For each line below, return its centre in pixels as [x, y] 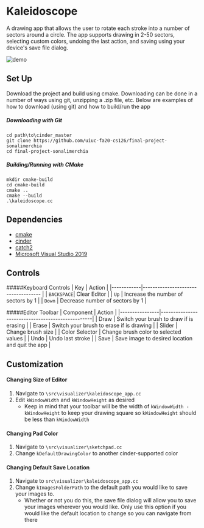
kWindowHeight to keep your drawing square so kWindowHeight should [110, 413]
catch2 [24, 247]
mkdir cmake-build [30, 179]
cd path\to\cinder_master [39, 135]
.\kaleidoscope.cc [30, 201]
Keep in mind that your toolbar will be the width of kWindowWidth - [107, 406]
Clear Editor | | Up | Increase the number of [130, 294]
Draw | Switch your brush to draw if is [146, 319]
